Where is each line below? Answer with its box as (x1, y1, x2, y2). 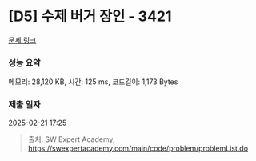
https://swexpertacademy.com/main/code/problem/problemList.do (27, 143, 249, 153)
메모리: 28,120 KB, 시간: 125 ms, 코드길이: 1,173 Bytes (8, 77, 178, 87)
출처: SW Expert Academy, (27, 134, 115, 144)
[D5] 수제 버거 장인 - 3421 (8, 7, 172, 26)
